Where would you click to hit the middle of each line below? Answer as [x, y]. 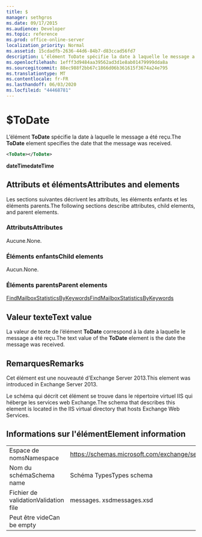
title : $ [17, 12]
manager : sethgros [29, 17]
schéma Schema [32, 475]
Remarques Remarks [45, 363]
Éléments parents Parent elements [57, 285]
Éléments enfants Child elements [55, 256]
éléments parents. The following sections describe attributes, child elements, [101, 206]
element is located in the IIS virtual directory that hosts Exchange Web [93, 409]
